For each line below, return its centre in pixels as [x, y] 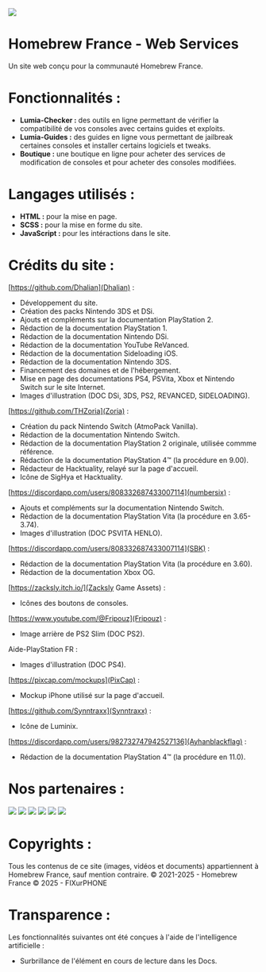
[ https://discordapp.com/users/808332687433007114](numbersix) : [120, 492]
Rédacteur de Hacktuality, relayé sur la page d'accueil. [109, 469]
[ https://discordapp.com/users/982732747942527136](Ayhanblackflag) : [127, 741]
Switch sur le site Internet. [62, 387]
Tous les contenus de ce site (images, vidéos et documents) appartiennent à [133, 866]
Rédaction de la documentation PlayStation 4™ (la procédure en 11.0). [133, 757]
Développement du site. [59, 303]
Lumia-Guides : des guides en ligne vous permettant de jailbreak [126, 137]
